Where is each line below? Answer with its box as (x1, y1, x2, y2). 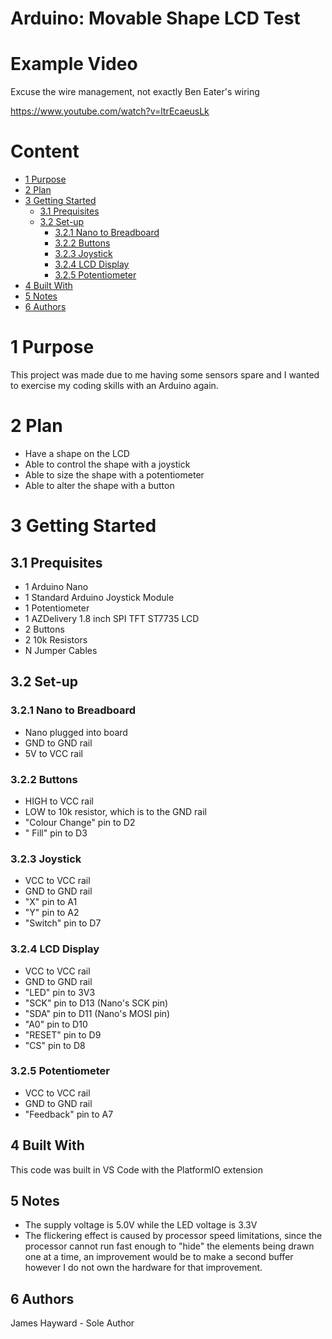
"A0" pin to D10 (24, 1018, 88, 1030)
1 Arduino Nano (24, 580, 89, 592)
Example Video (10, 53, 138, 76)
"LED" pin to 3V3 (24, 986, 96, 998)
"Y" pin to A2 (24, 907, 80, 919)
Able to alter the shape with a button (24, 479, 175, 491)
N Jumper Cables (24, 644, 98, 656)
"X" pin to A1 (24, 896, 78, 908)
